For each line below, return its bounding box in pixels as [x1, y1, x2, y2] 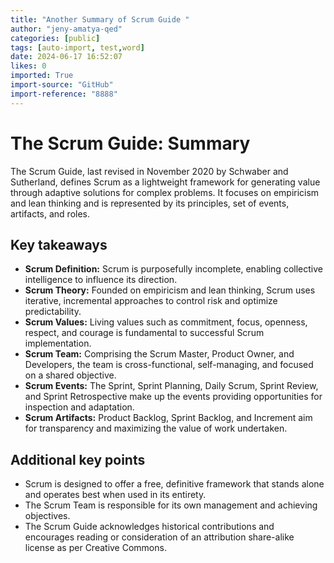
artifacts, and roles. [10, 207, 90, 220]
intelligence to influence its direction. [24, 274, 178, 286]
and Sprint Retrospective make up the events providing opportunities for [24, 391, 323, 403]
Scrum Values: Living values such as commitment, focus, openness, [24, 316, 308, 328]
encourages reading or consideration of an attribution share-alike [24, 531, 295, 543]
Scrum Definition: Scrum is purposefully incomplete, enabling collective [24, 263, 323, 275]
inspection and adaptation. [24, 401, 135, 413]
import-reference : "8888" [10, 89, 118, 99]
